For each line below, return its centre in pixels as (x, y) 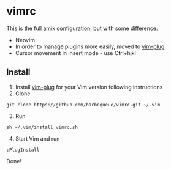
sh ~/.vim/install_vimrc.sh (42, 127)
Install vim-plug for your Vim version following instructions (89, 87)
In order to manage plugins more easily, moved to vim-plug (90, 46)
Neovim (25, 40)
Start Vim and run (37, 138)
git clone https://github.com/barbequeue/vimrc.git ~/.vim (83, 105)
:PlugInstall (23, 150)
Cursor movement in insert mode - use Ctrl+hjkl (75, 53)
